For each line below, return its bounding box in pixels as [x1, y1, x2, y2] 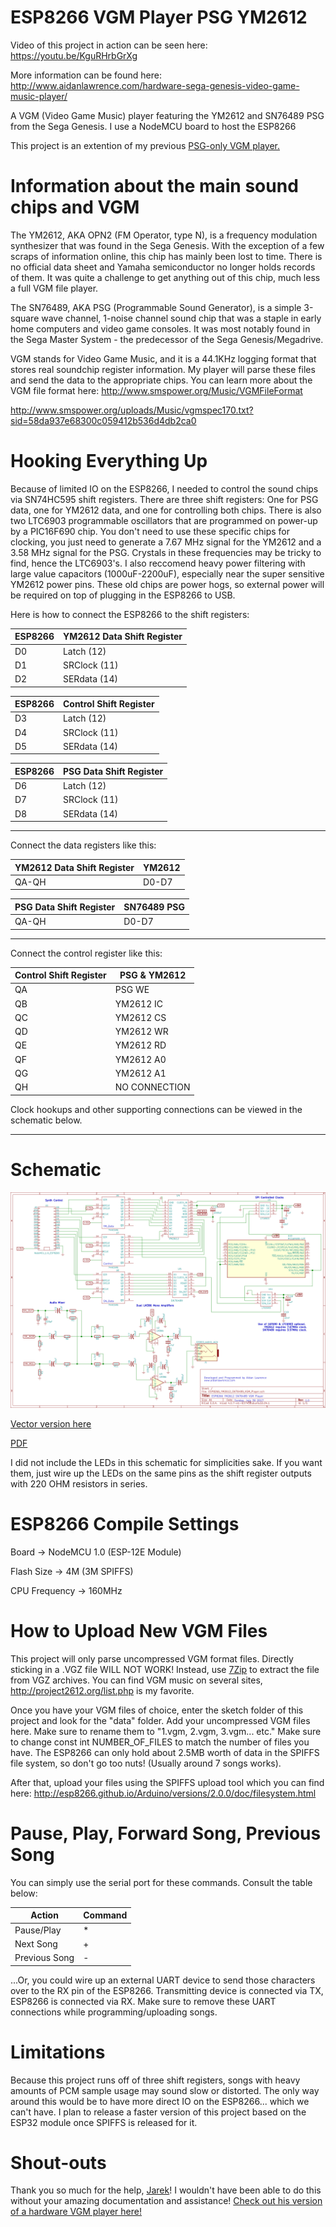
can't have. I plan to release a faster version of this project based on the [10, 2106, 307, 2118]
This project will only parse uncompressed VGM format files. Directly [10, 1652, 294, 1665]
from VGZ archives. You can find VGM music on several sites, [10, 1674, 263, 1686]
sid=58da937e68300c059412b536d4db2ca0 [10, 414, 197, 426]
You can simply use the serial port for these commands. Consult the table [10, 1876, 313, 1888]
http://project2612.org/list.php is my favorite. [10, 1684, 195, 1696]
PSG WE [114, 984, 150, 996]
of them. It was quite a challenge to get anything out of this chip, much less [10, 271, 321, 283]
